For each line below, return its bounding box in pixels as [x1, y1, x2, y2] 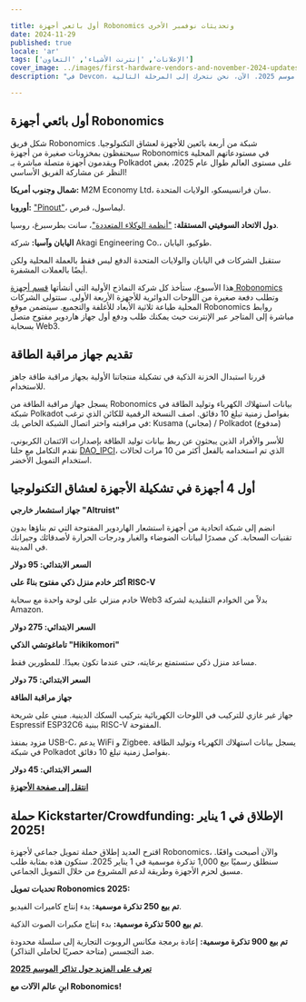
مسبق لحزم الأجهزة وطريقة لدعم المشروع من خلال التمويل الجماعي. [10, 866, 243, 877]
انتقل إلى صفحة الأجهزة [10, 782, 89, 793]
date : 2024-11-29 [10, 29, 76, 39]
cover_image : [10, 64, 60, 73]
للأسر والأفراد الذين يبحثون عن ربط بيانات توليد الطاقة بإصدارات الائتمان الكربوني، [10, 435, 284, 446]
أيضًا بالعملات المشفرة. [10, 264, 88, 275]
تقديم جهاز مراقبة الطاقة [10, 347, 133, 362]
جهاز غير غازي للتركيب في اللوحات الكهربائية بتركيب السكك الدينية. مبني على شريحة [10, 709, 293, 720]
